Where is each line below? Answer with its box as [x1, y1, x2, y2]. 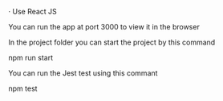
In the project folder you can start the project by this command [8, 37, 216, 47]
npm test [8, 84, 38, 93]
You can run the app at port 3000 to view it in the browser [8, 22, 201, 31]
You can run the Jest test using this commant [8, 68, 158, 78]
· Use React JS [8, 7, 58, 16]
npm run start [8, 53, 54, 62]
